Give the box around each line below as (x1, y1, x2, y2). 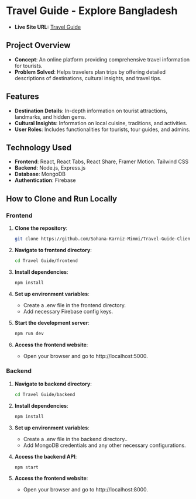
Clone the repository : (14, 225, 68, 232)
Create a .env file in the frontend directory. (23, 301, 126, 308)
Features (6, 92, 39, 102)
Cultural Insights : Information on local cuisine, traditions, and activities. (14, 119, 188, 126)
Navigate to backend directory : (14, 380, 92, 387)
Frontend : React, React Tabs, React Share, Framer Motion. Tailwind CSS (14, 158, 189, 165)
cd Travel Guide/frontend (14, 257, 78, 264)
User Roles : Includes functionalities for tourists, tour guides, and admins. (14, 126, 191, 133)
